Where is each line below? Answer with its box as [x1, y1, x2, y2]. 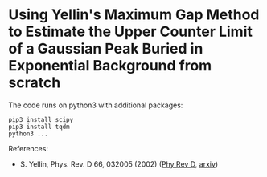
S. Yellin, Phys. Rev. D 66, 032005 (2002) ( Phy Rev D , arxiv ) [19, 159, 219, 169]
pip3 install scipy [8, 115, 74, 123]
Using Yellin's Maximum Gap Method [8, 6, 260, 24]
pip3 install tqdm [8, 123, 70, 131]
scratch [8, 74, 61, 92]
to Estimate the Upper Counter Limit [8, 22, 253, 41]
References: [8, 143, 48, 153]
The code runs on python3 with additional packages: [8, 100, 183, 110]
